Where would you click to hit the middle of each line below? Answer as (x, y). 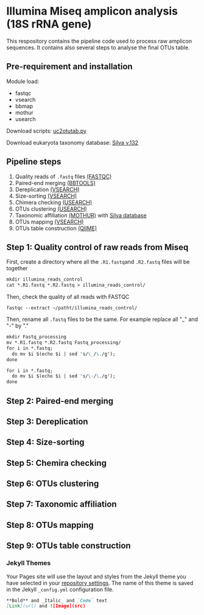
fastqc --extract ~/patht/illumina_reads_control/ (72, 308)
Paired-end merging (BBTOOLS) (55, 183)
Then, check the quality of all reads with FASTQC (68, 297)
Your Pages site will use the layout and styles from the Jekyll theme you (97, 576)
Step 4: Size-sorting (45, 442)
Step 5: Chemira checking (56, 463)
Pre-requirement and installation (69, 67)
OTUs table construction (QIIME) (56, 228)
